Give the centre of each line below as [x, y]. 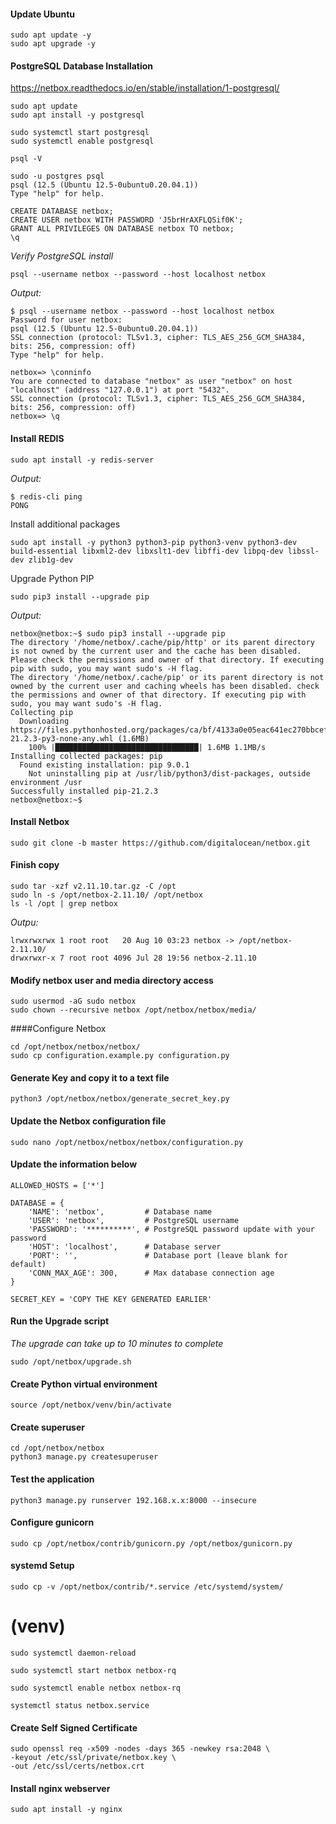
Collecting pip [42, 712]
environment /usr [46, 782]
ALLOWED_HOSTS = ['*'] [57, 1185]
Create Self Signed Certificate [74, 1727]
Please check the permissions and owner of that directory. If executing [167, 660]
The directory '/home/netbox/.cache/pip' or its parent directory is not [167, 677]
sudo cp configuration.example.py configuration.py [120, 1056]
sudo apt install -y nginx [66, 1810]
